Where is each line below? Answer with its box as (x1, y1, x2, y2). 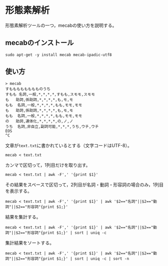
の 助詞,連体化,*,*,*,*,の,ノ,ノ (5, 118, 73, 124)
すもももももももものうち (5, 86, 51, 92)
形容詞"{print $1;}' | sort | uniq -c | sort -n (27, 256, 130, 261)
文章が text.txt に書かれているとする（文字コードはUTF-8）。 (5, 142, 133, 148)
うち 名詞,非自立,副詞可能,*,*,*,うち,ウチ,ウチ (5, 124, 99, 129)
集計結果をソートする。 (5, 240, 54, 246)
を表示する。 (5, 188, 32, 194)
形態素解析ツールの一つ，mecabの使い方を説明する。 (5, 22, 117, 28)
